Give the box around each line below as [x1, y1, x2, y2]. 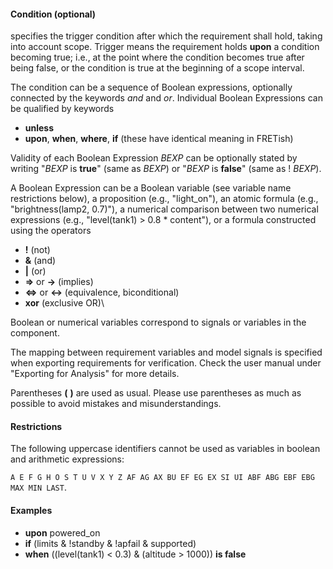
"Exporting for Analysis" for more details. [10, 368, 180, 380]
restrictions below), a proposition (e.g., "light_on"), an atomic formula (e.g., [10, 193, 319, 205]
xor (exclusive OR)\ [24, 297, 105, 309]
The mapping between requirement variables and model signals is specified [10, 346, 323, 359]
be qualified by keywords [10, 103, 115, 115]
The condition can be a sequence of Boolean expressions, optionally [10, 81, 293, 94]
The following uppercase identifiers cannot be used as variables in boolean [10, 443, 321, 455]
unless [24, 122, 55, 134]
